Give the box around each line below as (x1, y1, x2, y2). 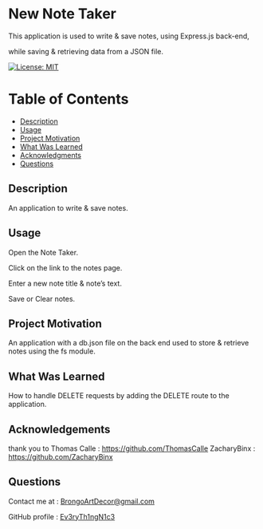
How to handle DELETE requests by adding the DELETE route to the (8, 391, 230, 401)
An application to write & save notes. (8, 203, 129, 212)
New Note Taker (8, 5, 117, 23)
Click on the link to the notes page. (8, 263, 123, 272)
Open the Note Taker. (8, 247, 78, 257)
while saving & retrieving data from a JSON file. (8, 46, 164, 56)
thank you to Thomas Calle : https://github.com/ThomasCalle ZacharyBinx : (8, 444, 256, 453)
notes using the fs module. (8, 346, 96, 356)
